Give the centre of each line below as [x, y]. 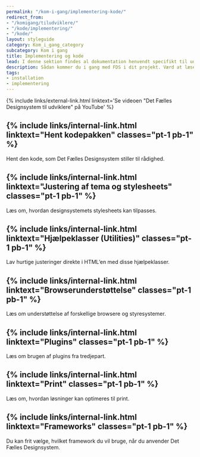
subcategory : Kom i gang [37, 51]
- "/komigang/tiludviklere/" [42, 23]
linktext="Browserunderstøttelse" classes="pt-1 [99, 290]
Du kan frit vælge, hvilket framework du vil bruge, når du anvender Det [93, 441]
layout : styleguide [30, 39]
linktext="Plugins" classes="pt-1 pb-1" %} [87, 342]
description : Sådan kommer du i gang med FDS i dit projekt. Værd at [94, 67]
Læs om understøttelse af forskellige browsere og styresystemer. [86, 314]
